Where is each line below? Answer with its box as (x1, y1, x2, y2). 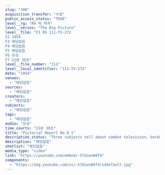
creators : (5, 94, 26, 99)
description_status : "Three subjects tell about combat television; (5, 135, 148, 140)
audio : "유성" (5, 121, 32, 126)
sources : (5, 84, 23, 90)
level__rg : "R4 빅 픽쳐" (5, 21, 53, 26)
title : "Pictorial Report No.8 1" (5, 130, 76, 135)
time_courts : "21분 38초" (5, 125, 56, 130)
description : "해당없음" (5, 139, 52, 145)
